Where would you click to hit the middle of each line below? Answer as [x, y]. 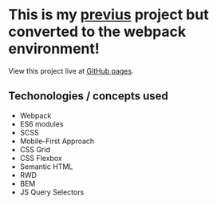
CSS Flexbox [41, 158]
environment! [54, 49]
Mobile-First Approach [57, 141]
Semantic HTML [46, 167]
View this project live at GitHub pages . [71, 70]
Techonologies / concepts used [89, 96]
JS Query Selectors [52, 192]
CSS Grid [35, 149]
